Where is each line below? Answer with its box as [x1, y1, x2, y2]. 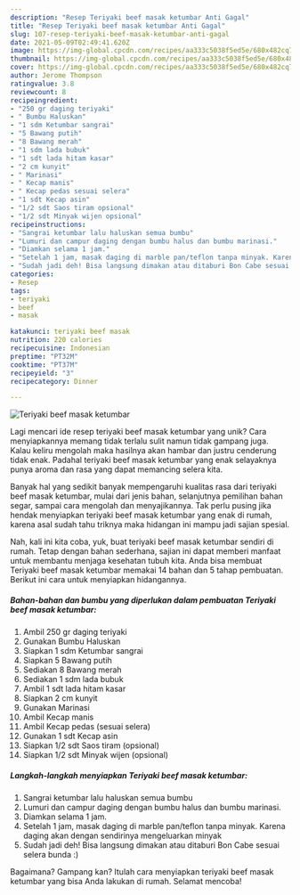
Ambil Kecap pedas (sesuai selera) [22, 721, 150, 732]
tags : [10, 286, 30, 295]
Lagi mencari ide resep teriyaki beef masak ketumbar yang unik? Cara [10, 427, 267, 437]
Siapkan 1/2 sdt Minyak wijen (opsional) [22, 750, 168, 761]
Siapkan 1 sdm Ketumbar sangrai [22, 646, 143, 656]
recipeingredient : [10, 95, 78, 105]
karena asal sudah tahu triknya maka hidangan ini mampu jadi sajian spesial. [10, 519, 290, 530]
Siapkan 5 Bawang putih [22, 655, 112, 666]
